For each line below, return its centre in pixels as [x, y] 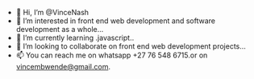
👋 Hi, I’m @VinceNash [52, 12]
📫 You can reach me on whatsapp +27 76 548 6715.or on [112, 55]
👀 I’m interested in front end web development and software [116, 21]
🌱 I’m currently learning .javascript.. [75, 38]
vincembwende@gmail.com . [63, 67]
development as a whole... [60, 29]
